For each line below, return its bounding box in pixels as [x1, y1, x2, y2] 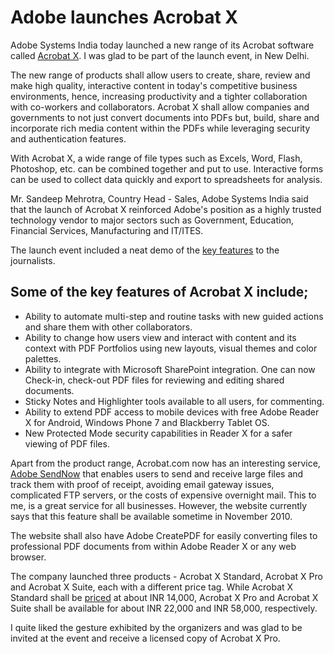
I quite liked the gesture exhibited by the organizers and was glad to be [10, 621, 303, 633]
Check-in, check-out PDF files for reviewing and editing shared [24, 374, 285, 386]
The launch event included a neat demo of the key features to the [10, 244, 280, 256]
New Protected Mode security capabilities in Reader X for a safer [24, 427, 293, 439]
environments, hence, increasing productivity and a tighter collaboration [10, 90, 308, 102]
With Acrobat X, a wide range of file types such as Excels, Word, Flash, [10, 152, 303, 164]
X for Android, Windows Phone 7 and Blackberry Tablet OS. [24, 416, 270, 428]
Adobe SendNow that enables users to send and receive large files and [10, 467, 304, 480]
